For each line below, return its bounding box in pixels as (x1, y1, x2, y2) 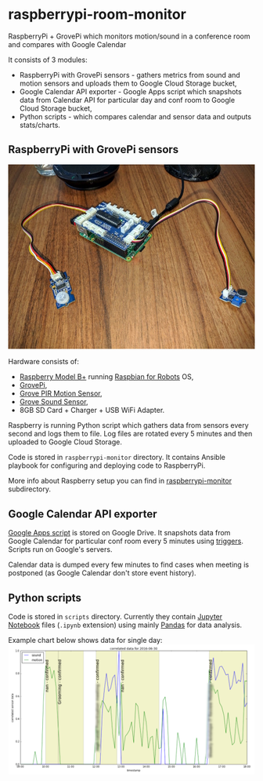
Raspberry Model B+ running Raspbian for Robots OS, (19, 372, 194, 381)
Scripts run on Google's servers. (8, 545, 113, 554)
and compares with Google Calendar (8, 39, 127, 49)
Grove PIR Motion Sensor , (19, 389, 103, 398)
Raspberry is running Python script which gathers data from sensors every (8, 421, 249, 430)
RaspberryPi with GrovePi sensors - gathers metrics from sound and (19, 70, 240, 79)
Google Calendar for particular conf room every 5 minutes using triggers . (8, 536, 244, 546)
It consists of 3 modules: (8, 55, 88, 64)
